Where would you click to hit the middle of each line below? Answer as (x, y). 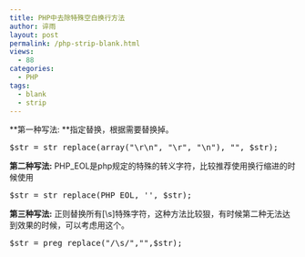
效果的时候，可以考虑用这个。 (73, 225)
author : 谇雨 (33, 26)
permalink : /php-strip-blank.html (75, 43)
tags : (20, 86)
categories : (32, 69)
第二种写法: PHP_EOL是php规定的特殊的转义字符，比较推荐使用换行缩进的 (149, 166)
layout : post (34, 35)
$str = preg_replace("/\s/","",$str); (96, 243)
